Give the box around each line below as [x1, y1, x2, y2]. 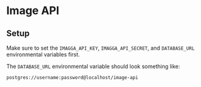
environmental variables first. [6, 51, 80, 58]
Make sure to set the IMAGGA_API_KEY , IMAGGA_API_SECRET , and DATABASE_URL [6, 44, 195, 51]
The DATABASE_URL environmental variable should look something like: [6, 62, 181, 70]
